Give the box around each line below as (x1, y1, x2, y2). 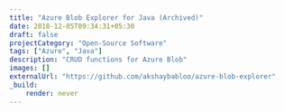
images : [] (9, 64, 50, 73)
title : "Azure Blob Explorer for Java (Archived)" (9, 13, 204, 23)
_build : (9, 80, 39, 89)
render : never (25, 89, 78, 98)
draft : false (9, 30, 59, 39)
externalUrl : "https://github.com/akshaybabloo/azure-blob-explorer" (9, 72, 277, 81)
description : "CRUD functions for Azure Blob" (9, 55, 188, 64)
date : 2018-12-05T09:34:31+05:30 (9, 22, 135, 31)
